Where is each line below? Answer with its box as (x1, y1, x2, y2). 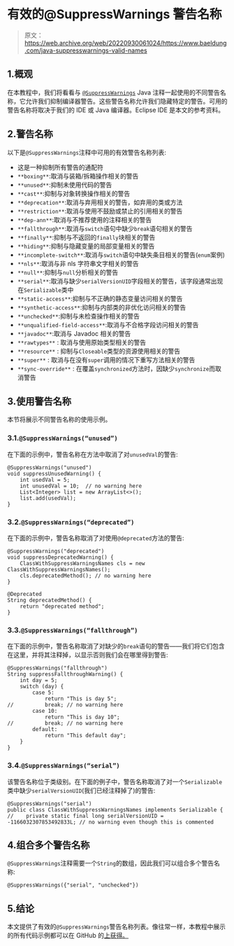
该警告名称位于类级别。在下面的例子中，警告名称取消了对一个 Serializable (7, 777, 222, 786)
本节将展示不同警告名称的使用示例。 (7, 415, 112, 424)
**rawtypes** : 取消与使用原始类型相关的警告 (17, 338, 147, 347)
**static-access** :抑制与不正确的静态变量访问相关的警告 (17, 294, 183, 302)
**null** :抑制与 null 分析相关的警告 (17, 267, 119, 277)
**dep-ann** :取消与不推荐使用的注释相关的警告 (17, 215, 152, 224)
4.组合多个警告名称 (7, 839, 90, 851)
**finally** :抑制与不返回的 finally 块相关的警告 (17, 232, 156, 242)
